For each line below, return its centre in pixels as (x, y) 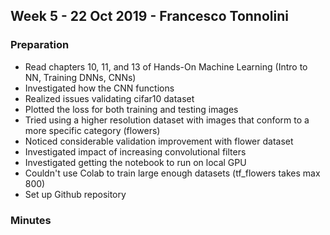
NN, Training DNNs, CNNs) (80, 77)
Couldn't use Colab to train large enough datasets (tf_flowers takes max (172, 173)
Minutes (31, 220)
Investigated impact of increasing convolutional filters (135, 151)
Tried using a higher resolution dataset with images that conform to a (167, 120)
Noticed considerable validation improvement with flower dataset (159, 141)
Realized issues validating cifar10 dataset (109, 98)
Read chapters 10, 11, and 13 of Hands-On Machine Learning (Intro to (166, 66)
